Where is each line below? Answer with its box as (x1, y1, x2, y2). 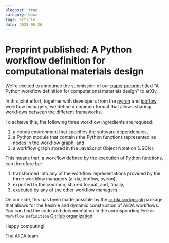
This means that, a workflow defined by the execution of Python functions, (5, 155, 163, 161)
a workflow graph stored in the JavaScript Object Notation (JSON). (12, 145, 155, 151)
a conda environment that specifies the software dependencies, (12, 129, 148, 135)
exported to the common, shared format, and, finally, (12, 181, 125, 188)
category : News (5, 12, 38, 17)
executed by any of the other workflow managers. (12, 187, 119, 193)
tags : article (5, 17, 36, 22)
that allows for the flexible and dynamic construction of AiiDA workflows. (5, 202, 159, 208)
